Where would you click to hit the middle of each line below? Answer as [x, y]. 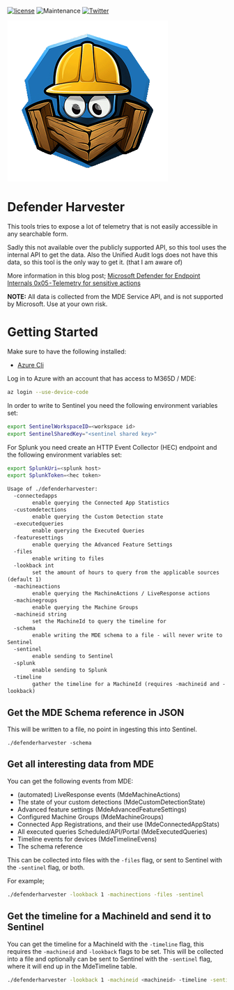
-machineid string [40, 615]
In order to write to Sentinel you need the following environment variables [112, 405]
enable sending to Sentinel [73, 656]
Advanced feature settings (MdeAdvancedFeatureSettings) [102, 809]
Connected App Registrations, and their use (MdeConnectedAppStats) [118, 824]
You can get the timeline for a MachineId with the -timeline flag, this [106, 944]
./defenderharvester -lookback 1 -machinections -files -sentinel [106, 894]
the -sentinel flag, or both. [46, 867]
